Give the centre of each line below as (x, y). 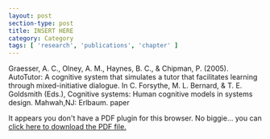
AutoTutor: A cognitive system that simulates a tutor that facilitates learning (133, 77)
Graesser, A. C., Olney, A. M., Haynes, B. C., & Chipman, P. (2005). (118, 68)
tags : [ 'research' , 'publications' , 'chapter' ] (93, 46)
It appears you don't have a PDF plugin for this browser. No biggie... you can (135, 118)
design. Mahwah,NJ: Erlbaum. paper (69, 103)
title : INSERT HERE (41, 31)
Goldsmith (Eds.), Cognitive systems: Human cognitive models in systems (131, 94)
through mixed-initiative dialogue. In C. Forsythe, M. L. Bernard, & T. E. (125, 86)
